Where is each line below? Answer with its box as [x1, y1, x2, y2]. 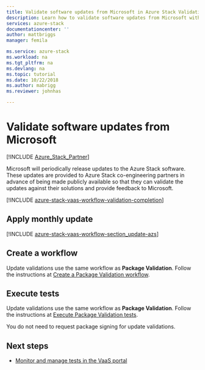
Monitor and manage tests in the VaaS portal [15, 357, 128, 364]
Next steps [6, 341, 49, 351]
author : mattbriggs [6, 32, 56, 38]
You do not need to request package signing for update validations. [6, 323, 176, 330]
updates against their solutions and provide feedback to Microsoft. [6, 184, 174, 191]
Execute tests [6, 288, 60, 298]
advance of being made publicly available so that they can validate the [6, 178, 184, 185]
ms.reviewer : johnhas [6, 88, 62, 95]
